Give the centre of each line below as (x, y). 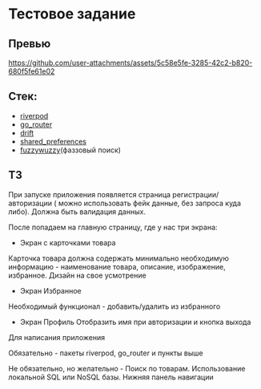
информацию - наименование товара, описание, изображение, (117, 266)
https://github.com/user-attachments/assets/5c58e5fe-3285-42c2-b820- (130, 63)
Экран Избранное (50, 290)
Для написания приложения (57, 337)
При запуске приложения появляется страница (89, 194)
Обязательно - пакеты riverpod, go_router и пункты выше (106, 353)
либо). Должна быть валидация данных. (77, 211)
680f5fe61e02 (32, 71)
